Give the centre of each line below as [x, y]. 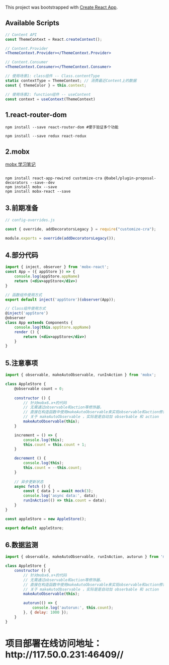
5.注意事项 [22, 363]
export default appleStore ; [35, 528]
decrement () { [30, 458]
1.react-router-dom [36, 115]
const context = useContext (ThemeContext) [50, 99]
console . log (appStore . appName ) [47, 276]
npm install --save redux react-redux [46, 136]
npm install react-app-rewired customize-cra [54, 178]
